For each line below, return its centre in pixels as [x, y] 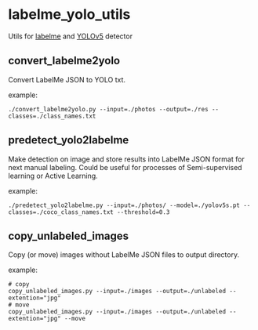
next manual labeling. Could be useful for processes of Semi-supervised [125, 167]
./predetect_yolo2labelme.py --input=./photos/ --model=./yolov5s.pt [124, 205]
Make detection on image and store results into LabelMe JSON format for [126, 159]
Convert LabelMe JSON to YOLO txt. [67, 79]
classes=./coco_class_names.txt [61, 212]
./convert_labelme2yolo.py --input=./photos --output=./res [109, 109]
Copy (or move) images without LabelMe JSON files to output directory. [124, 255]
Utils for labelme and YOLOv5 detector [71, 36]
